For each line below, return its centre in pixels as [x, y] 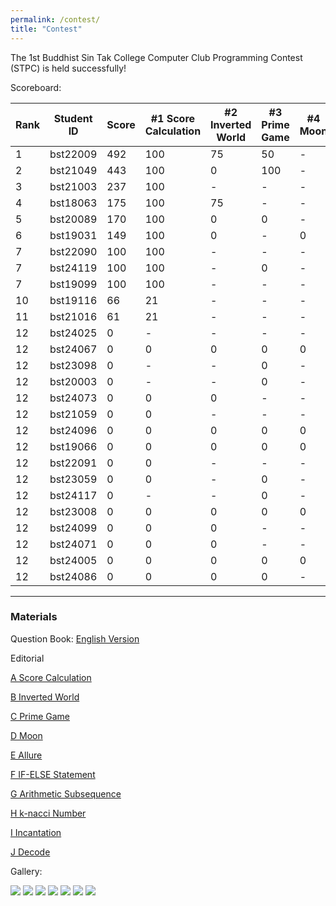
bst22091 [73, 463]
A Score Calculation [51, 677]
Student [73, 118]
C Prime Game [40, 716]
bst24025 [73, 333]
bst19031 [73, 235]
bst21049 [73, 170]
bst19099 [73, 284]
